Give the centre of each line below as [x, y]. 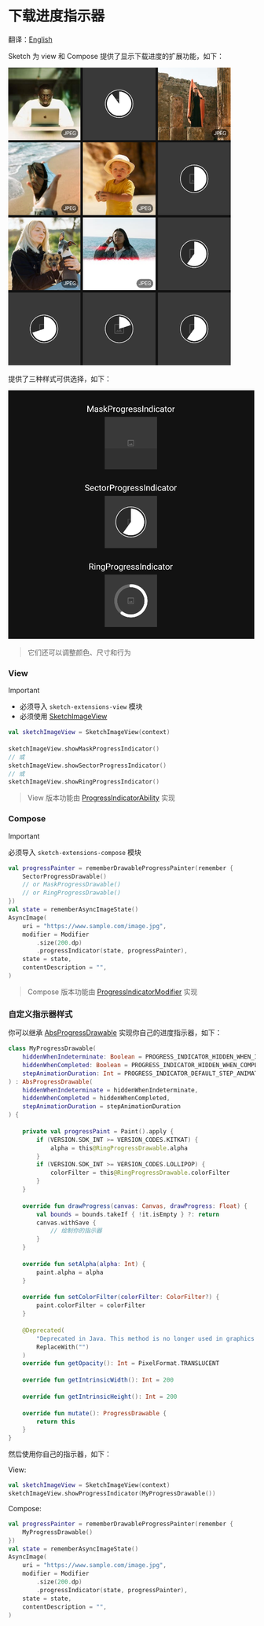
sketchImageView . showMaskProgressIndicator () [84, 749]
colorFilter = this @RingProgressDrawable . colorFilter [140, 1173]
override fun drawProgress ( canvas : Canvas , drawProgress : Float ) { [135, 1206]
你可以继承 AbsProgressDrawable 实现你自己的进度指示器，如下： [115, 1033]
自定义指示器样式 [40, 1014]
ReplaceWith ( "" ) [63, 1347]
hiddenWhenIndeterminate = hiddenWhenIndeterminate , [110, 1090]
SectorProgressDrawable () [65, 876]
